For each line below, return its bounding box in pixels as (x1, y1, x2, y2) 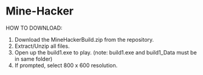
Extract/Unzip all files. (14, 42, 70, 50)
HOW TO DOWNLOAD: (5, 24, 63, 31)
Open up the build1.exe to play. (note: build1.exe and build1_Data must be (14, 48, 197, 56)
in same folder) (14, 55, 53, 62)
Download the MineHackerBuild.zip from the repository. (14, 36, 154, 43)
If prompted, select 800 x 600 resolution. (14, 62, 118, 69)
